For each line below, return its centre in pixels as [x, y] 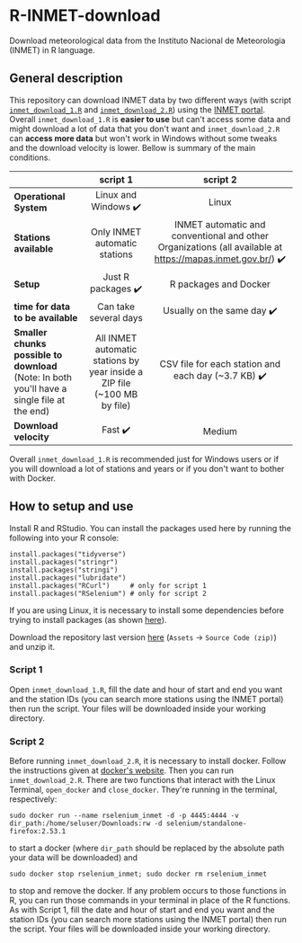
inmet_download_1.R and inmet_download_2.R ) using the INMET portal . [137, 110]
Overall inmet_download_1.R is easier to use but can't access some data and [150, 119]
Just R [116, 277]
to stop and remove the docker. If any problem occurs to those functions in [148, 891]
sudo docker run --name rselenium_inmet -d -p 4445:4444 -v [124, 816]
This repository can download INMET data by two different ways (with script [151, 100]
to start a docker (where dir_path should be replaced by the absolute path [147, 848]
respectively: [33, 799]
